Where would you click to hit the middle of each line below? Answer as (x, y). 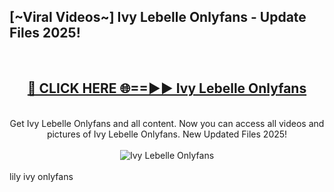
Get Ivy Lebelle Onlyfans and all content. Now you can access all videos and (167, 123)
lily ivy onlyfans (41, 176)
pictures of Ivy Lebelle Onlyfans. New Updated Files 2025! (167, 134)
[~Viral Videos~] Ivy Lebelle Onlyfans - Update (158, 17)
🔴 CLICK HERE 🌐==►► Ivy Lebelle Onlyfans (167, 88)
